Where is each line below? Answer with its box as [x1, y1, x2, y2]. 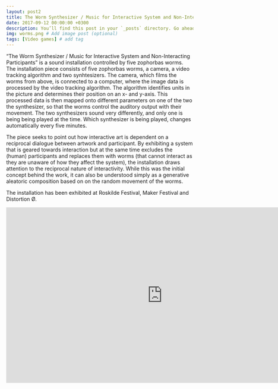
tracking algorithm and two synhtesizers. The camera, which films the [6, 72, 177, 78]
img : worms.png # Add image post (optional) [6, 31, 118, 37]
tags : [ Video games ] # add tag [6, 36, 84, 42]
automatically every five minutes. [6, 122, 87, 129]
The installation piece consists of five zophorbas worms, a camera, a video [6, 65, 190, 72]
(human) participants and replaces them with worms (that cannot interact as [6, 153, 192, 159]
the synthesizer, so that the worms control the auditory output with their [6, 103, 182, 110]
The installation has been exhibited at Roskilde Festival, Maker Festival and [6, 189, 189, 196]
